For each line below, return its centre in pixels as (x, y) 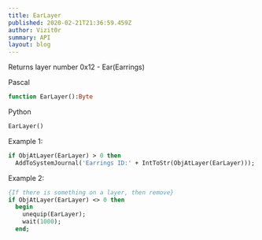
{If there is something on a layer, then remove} (91, 192)
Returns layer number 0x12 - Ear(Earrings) (77, 67)
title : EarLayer (35, 15)
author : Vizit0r (35, 30)
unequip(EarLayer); (54, 214)
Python (20, 112)
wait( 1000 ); (42, 222)
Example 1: (26, 141)
